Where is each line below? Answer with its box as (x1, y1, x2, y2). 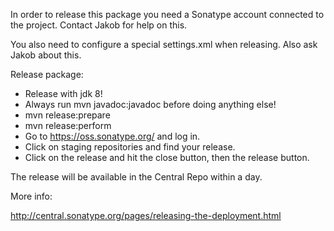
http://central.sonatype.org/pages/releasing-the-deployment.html (10, 210, 282, 221)
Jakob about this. (10, 49, 82, 61)
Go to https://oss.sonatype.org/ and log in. (24, 130, 201, 142)
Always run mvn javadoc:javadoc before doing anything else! (24, 99, 277, 110)
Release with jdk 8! (24, 88, 103, 99)
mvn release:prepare (24, 109, 111, 121)
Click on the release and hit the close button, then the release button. (24, 152, 310, 163)
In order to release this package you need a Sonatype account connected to (10, 9, 325, 20)
